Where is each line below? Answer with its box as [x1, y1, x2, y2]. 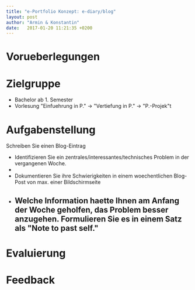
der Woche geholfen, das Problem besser [14, 204, 169, 214]
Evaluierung [6, 247, 66, 260]
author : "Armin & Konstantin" [6, 19, 80, 25]
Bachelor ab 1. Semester [14, 96, 74, 103]
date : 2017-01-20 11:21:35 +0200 [6, 25, 93, 31]
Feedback [6, 274, 55, 287]
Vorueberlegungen [6, 50, 100, 63]
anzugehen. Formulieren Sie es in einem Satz [14, 214, 182, 224]
